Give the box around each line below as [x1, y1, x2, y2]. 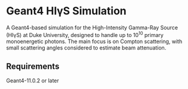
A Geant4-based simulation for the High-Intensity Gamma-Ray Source [6, 24, 178, 31]
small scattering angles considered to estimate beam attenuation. [6, 44, 167, 51]
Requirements [6, 61, 59, 71]
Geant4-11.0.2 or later [6, 77, 59, 84]
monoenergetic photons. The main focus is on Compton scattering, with [6, 38, 183, 45]
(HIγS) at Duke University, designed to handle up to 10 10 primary [6, 30, 164, 38]
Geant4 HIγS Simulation [6, 4, 127, 18]
